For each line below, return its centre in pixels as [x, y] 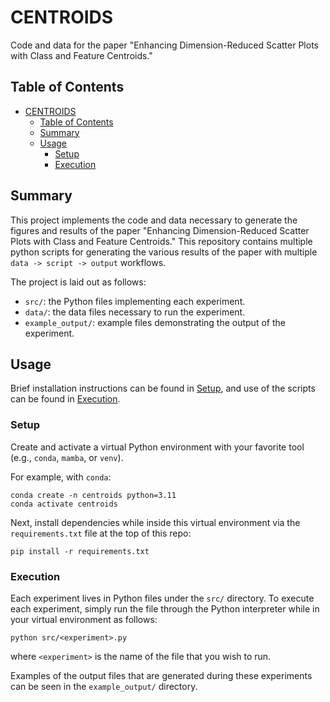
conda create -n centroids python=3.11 [93, 495]
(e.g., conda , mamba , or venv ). [67, 457]
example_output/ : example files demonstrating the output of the [155, 322]
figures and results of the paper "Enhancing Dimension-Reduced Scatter [160, 230]
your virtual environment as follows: [84, 619]
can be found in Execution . [65, 399]
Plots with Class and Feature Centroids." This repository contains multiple [161, 241]
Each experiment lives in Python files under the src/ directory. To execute [162, 598]
